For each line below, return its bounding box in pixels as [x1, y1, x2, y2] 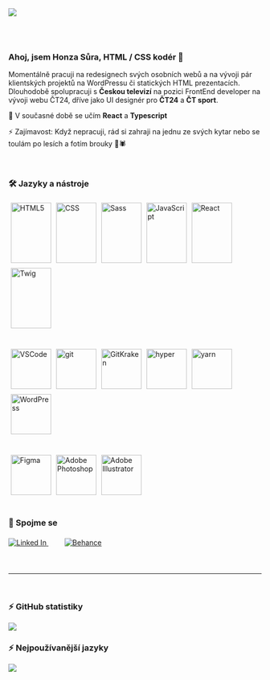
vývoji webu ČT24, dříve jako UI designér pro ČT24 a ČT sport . [8, 96, 219, 105]
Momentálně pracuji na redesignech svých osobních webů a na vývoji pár [8, 70, 252, 80]
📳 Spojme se [8, 517, 58, 528]
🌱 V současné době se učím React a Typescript [8, 111, 167, 121]
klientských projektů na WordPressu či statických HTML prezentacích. [8, 78, 240, 88]
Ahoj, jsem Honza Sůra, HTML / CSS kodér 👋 [8, 51, 184, 63]
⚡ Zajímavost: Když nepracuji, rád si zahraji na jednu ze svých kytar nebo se [8, 127, 260, 137]
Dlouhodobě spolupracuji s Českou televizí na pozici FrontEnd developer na [8, 87, 261, 96]
